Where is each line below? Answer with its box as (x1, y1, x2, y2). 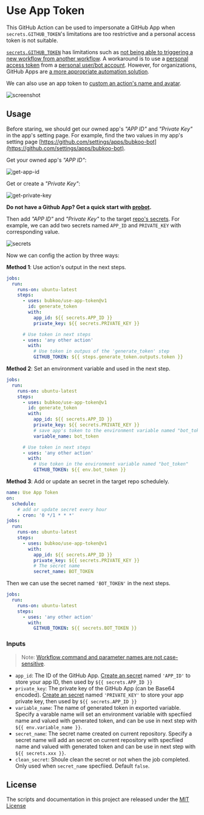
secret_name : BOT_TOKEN (33, 569, 94, 575)
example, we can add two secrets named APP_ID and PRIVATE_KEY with (6, 221, 182, 229)
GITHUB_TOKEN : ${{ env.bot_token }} (33, 467, 126, 473)
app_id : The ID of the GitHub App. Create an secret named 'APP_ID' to (15, 672, 191, 679)
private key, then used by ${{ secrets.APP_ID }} (15, 697, 137, 705)
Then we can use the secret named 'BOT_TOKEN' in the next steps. (6, 580, 171, 587)
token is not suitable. (6, 36, 59, 44)
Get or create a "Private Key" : (6, 180, 81, 187)
